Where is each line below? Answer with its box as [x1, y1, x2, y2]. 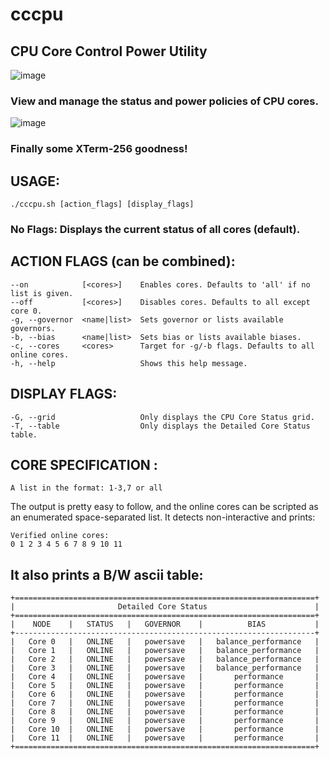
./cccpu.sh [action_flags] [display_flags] [10, 199, 195, 210]
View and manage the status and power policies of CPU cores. [10, 94, 319, 108]
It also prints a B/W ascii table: [10, 566, 204, 583]
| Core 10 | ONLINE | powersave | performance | [10, 724, 320, 735]
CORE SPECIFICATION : [10, 456, 158, 473]
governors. [10, 323, 56, 333]
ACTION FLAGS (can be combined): [10, 253, 236, 270]
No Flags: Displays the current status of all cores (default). [10, 222, 301, 236]
